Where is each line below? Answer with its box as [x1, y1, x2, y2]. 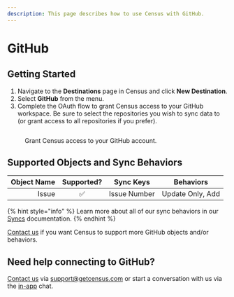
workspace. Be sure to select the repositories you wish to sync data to [17, 109, 220, 118]
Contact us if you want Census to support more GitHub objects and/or [7, 228, 210, 237]
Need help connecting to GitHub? [7, 256, 155, 268]
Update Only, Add [161, 189, 220, 199]
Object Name [10, 177, 56, 187]
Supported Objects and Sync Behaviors [7, 157, 183, 169]
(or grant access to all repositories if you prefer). [17, 116, 157, 125]
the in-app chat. [7, 282, 54, 291]
